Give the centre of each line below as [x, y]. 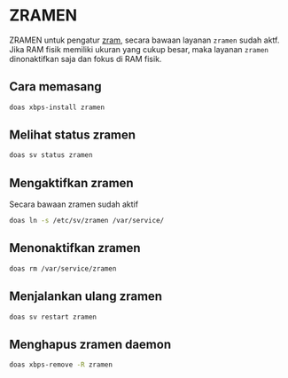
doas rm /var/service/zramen [63, 268]
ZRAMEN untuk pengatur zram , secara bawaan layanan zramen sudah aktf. [144, 40]
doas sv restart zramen [53, 317]
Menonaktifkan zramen [75, 248]
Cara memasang [55, 87]
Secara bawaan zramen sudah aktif [74, 204]
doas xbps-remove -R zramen [61, 365]
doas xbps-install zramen [57, 107]
